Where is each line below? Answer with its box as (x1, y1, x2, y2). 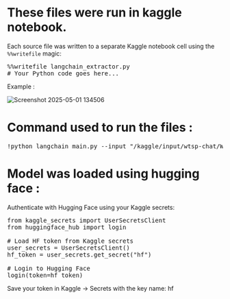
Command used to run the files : (7, 120, 193, 135)
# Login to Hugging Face (7, 264, 90, 272)
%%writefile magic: (7, 49, 62, 58)
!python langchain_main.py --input (7, 142, 127, 150)
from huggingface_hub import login (7, 223, 127, 231)
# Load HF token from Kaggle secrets (7, 237, 134, 245)
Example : (7, 82, 36, 91)
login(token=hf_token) (7, 271, 84, 279)
